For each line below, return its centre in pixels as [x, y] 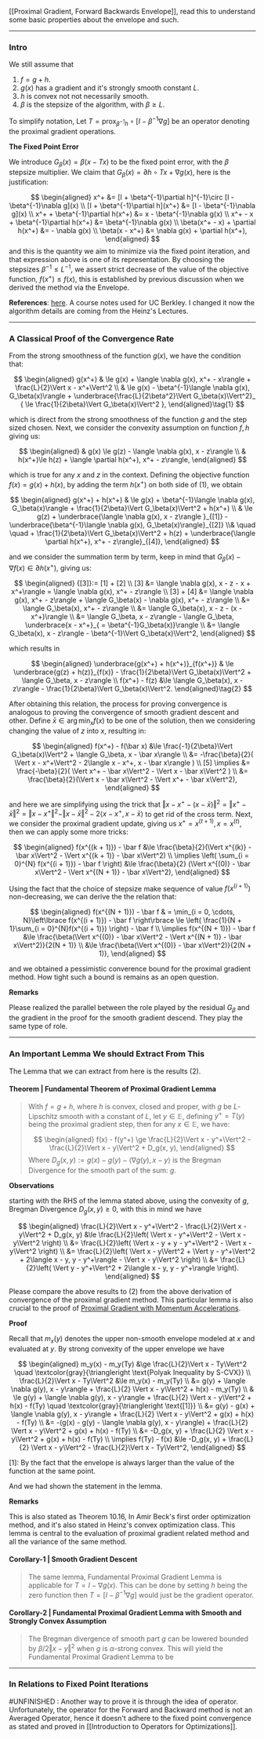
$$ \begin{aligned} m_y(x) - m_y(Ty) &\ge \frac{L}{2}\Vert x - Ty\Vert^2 [132, 1364]
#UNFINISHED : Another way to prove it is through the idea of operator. [123, 1701]
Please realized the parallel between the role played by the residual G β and [129, 1009]
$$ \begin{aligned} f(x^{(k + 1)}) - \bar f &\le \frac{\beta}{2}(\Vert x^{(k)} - [132, 847]
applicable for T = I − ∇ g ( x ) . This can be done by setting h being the [137, 1585]
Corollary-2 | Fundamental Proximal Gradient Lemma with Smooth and [125, 1613]
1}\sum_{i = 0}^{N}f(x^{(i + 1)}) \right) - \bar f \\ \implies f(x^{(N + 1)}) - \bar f [132, 928]
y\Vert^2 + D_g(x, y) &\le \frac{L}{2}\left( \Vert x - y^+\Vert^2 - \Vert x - [132, 1234]
